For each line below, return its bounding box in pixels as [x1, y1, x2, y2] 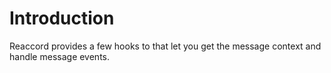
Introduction [9, 7, 115, 30]
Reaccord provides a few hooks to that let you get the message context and [9, 40, 322, 52]
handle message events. [9, 50, 111, 62]
